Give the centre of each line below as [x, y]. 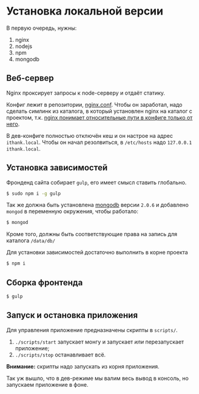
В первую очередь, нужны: [42, 28]
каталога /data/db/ [31, 240]
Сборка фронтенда [45, 283]
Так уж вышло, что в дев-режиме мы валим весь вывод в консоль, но [98, 378]
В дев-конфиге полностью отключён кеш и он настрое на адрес [90, 135]
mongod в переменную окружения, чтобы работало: [72, 211]
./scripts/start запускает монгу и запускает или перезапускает [99, 342]
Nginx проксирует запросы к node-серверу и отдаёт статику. [86, 93]
